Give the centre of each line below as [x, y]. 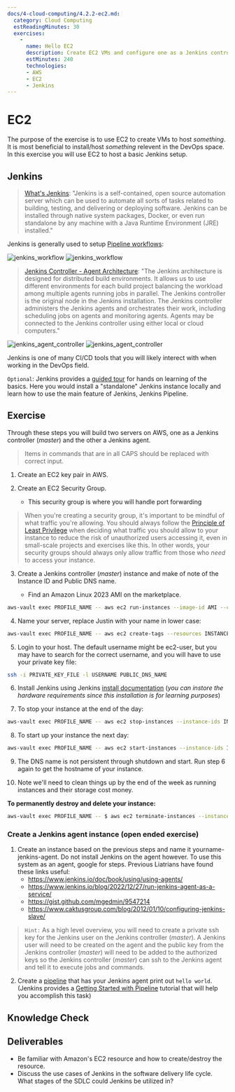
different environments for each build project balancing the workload [123, 286]
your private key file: [47, 662]
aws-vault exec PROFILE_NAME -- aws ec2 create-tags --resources [104, 634]
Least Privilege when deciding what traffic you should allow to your [121, 530]
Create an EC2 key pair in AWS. [63, 474]
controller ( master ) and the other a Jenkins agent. [79, 440]
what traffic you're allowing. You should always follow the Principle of [124, 523]
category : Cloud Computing [53, 20]
